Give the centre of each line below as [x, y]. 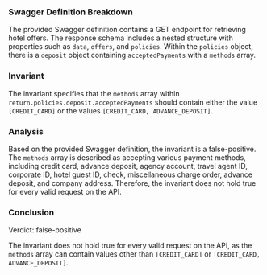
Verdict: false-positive [45, 230]
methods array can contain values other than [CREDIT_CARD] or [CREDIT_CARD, [134, 254]
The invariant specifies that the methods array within [94, 93]
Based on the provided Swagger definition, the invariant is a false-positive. [132, 149]
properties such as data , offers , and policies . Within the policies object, [131, 47]
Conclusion [31, 212]
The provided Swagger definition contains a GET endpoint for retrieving [127, 30]
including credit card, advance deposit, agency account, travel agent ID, [128, 166]
